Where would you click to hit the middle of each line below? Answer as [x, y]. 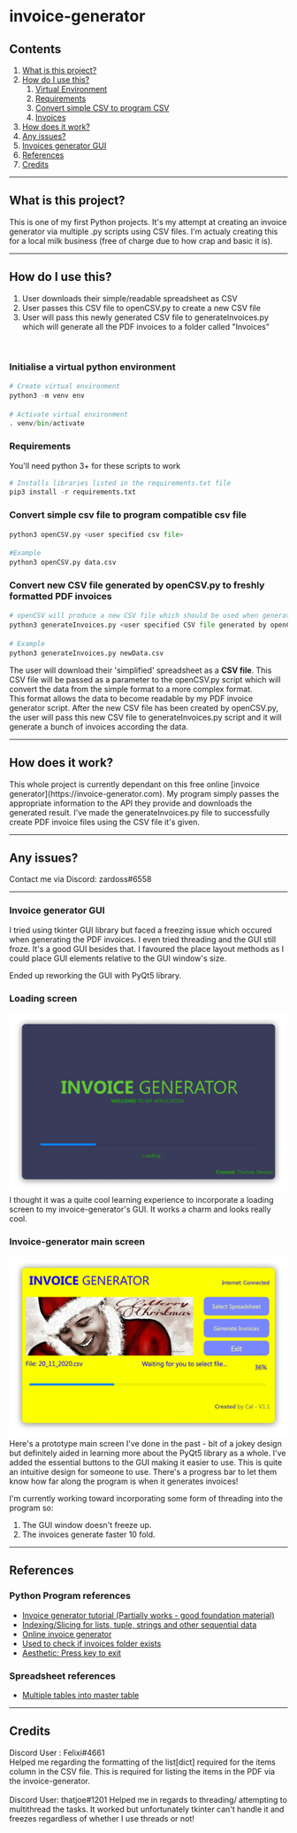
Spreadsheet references [63, 1675]
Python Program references [70, 1595]
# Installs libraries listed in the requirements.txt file [120, 483]
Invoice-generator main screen [77, 1242]
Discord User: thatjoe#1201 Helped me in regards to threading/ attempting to [148, 1799]
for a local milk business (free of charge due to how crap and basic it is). [141, 240]
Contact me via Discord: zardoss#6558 [80, 879]
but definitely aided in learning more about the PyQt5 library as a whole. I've [148, 1453]
